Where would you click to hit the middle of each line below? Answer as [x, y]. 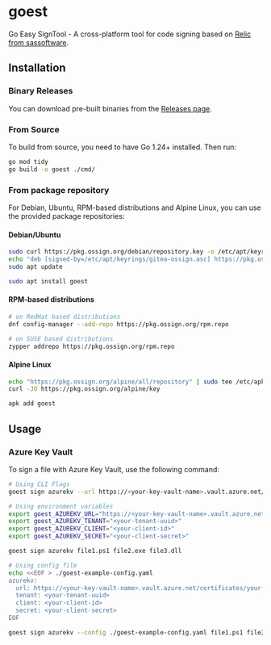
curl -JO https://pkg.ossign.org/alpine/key [84, 389]
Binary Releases [41, 91]
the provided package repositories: [67, 216]
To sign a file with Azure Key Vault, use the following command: [114, 469]
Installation [37, 68]
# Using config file [43, 565]
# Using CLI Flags [39, 484]
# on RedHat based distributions [65, 316]
